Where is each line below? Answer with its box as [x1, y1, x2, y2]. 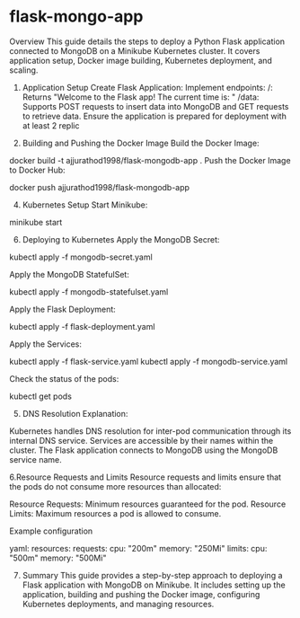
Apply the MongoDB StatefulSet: [9, 269, 130, 279]
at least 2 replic [22, 119, 80, 131]
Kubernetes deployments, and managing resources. [22, 598, 215, 609]
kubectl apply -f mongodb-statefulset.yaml [9, 286, 169, 297]
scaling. [9, 65, 39, 75]
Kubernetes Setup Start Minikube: [22, 199, 148, 210]
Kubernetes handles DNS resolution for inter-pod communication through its [9, 425, 292, 437]
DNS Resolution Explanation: [22, 408, 128, 419]
